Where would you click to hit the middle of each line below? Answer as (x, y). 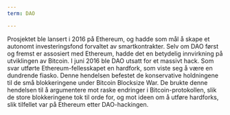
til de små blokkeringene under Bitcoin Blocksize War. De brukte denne (107, 82)
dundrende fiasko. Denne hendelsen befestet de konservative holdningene (113, 75)
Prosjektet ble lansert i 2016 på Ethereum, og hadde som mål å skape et (108, 39)
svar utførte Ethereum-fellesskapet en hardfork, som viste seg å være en (110, 68)
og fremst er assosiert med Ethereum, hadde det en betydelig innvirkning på (115, 53)
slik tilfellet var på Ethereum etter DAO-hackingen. (78, 104)
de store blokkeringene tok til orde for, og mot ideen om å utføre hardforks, (113, 97)
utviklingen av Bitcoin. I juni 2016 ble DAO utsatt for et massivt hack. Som (111, 61)
